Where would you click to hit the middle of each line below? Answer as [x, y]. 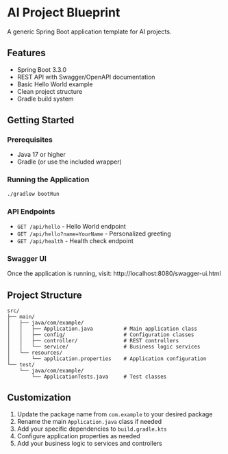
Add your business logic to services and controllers [89, 443]
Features [26, 53]
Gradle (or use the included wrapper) [69, 162]
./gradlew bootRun [33, 194]
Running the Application [48, 179]
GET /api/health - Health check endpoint [75, 240]
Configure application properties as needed [78, 436]
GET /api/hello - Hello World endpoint [72, 226]
